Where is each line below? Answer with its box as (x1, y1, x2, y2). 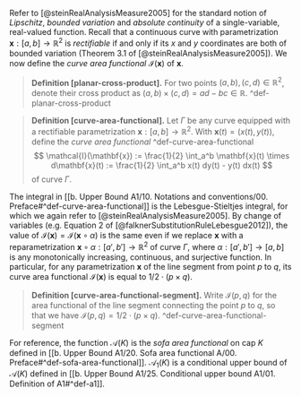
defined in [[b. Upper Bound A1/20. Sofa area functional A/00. (9, 347, 237, 358)
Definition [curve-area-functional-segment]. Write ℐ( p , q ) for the (30, 289, 278, 300)
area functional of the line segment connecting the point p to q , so (30, 299, 276, 310)
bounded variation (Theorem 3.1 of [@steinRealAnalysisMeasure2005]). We (9, 47, 288, 58)
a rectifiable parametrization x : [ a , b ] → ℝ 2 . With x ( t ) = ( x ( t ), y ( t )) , (30, 125, 275, 137)
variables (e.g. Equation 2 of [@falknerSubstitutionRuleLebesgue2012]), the (9, 220, 288, 230)
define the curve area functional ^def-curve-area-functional (30, 136, 254, 147)
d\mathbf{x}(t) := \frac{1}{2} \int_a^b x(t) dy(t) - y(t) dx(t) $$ (50, 160, 273, 170)
